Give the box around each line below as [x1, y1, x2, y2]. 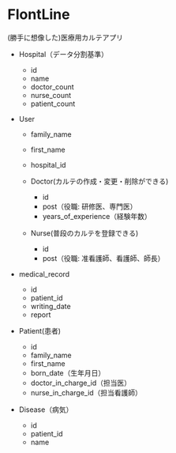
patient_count [30, 99, 76, 108]
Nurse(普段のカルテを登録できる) [30, 228, 139, 238]
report [30, 310, 51, 319]
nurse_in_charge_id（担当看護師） [30, 387, 143, 397]
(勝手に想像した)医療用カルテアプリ [7, 32, 124, 42]
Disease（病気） [18, 405, 73, 414]
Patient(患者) [18, 326, 61, 335]
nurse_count [30, 90, 72, 100]
